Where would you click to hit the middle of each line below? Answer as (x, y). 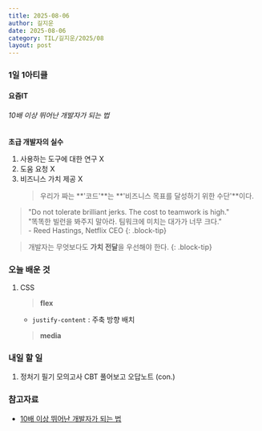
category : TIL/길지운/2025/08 (56, 38)
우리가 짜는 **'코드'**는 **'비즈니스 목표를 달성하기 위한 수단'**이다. (147, 195)
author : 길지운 (31, 23)
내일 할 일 (25, 358)
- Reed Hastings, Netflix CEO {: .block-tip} (97, 230)
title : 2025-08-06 (39, 16)
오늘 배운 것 (29, 269)
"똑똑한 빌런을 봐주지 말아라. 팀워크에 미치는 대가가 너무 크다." (125, 221)
